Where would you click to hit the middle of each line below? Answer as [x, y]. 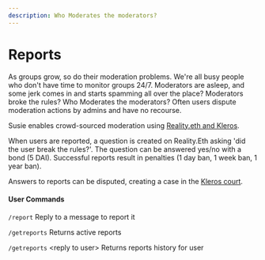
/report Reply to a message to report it [72, 217]
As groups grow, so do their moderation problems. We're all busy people [126, 77]
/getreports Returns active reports [65, 232]
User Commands [36, 199]
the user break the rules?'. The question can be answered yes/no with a [125, 149]
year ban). [25, 166]
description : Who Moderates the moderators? [83, 15]
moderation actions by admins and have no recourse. [95, 110]
